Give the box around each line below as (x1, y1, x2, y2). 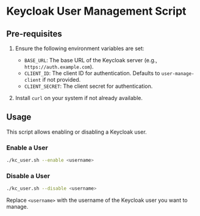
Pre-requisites (6, 29, 62, 39)
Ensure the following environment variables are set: (15, 45, 145, 52)
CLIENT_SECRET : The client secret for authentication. (24, 82, 153, 90)
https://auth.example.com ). (24, 63, 94, 70)
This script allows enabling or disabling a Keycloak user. (6, 128, 148, 135)
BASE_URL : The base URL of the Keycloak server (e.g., (24, 57, 157, 63)
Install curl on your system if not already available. (15, 95, 143, 101)
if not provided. (42, 76, 81, 83)
